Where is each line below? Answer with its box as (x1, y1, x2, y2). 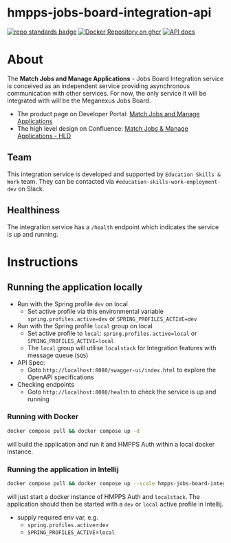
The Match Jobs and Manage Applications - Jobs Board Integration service (7, 74, 224, 83)
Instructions (7, 254, 78, 270)
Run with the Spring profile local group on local (16, 321, 153, 330)
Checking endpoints (16, 380, 74, 388)
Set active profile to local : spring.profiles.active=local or (27, 329, 197, 337)
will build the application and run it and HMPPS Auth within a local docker (7, 440, 215, 448)
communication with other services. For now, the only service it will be (7, 89, 207, 97)
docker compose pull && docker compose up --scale (7, 480, 155, 487)
